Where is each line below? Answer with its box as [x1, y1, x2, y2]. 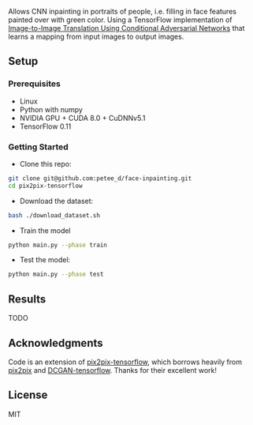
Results [8, 292, 47, 306]
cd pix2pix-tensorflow [8, 182, 83, 190]
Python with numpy [19, 104, 83, 114]
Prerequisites [8, 78, 61, 89]
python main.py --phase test [8, 270, 104, 279]
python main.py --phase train [8, 241, 108, 249]
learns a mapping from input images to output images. [8, 32, 184, 41]
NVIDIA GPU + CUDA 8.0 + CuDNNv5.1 [19, 113, 146, 122]
